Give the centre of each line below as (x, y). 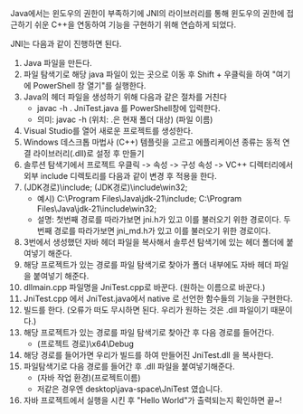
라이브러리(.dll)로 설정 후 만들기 (89, 153)
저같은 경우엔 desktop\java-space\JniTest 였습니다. (130, 389)
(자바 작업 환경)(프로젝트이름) (89, 377)
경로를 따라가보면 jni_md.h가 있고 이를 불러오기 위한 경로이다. (162, 231)
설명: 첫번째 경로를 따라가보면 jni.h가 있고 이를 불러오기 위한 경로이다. (159, 219)
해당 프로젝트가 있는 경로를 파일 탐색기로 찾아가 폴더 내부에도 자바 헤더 (147, 264)
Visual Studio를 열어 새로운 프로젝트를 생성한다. (108, 131)
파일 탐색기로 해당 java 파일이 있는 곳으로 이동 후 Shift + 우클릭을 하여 (147, 74)
